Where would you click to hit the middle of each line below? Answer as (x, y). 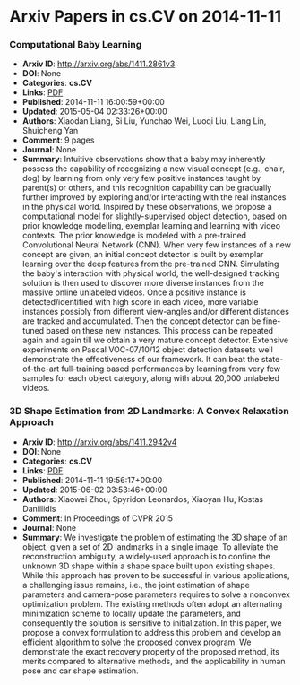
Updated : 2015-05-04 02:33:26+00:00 (94, 112)
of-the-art (41, 369)
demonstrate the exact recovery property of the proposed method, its (151, 651)
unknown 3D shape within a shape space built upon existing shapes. (149, 566)
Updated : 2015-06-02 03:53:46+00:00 (94, 490)
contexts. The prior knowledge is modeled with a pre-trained (134, 236)
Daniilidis (39, 508)
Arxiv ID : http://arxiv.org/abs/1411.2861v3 (99, 64)
